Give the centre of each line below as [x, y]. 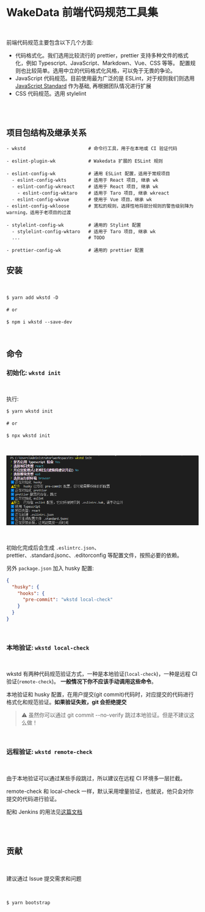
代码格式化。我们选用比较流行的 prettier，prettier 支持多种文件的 [96, 55]
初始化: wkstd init [34, 373]
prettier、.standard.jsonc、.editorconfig [56, 555]
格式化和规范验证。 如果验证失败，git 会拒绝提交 [67, 702]
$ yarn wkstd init [30, 411]
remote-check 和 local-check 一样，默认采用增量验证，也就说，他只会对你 [100, 791]
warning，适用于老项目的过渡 [39, 212]
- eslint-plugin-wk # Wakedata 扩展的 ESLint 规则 [85, 161]
